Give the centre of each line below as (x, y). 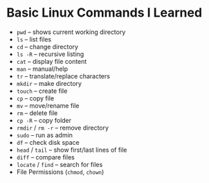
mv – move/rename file (48, 105)
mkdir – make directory (49, 83)
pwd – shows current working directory (71, 32)
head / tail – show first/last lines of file (72, 150)
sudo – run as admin (45, 135)
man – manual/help (42, 69)
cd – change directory (47, 46)
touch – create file (42, 91)
